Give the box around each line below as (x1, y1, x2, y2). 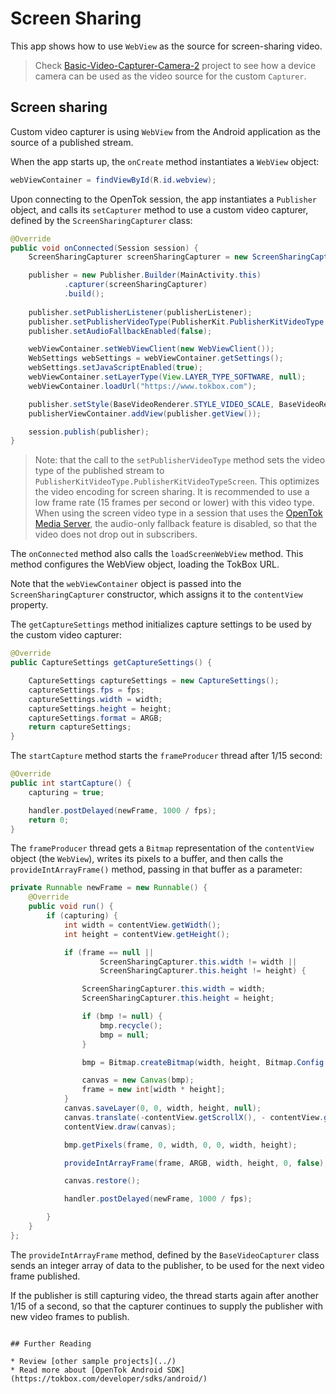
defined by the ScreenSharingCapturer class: (10, 214, 193, 226)
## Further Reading (10, 1338, 92, 1349)
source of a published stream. (10, 136, 134, 148)
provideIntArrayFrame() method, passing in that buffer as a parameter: (10, 863, 303, 876)
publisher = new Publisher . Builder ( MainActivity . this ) (28, 270, 262, 281)
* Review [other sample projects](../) (10, 1356, 177, 1366)
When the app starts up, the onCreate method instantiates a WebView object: (10, 155, 320, 167)
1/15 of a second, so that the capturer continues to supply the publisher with (10, 1300, 323, 1312)
